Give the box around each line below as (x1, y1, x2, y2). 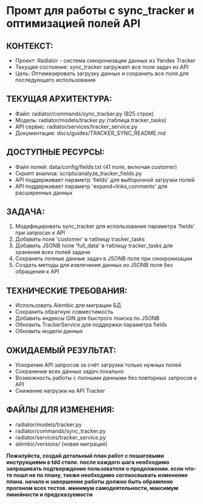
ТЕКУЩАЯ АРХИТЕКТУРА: (6, 94, 112, 104)
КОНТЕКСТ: (6, 41, 53, 51)
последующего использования (15, 77, 96, 83)
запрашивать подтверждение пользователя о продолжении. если (6, 464, 184, 472)
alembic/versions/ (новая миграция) (15, 440, 108, 447)
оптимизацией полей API (6, 16, 141, 30)
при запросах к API (15, 229, 66, 236)
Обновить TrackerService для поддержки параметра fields (15, 321, 167, 328)
